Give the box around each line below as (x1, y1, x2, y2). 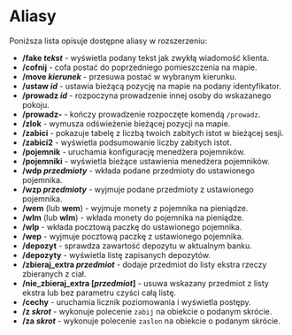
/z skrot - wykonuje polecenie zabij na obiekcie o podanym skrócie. (21, 306, 273, 316)
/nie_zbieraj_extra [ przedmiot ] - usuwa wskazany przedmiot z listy (21, 278, 270, 288)
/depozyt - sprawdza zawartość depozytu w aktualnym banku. (21, 240, 252, 251)
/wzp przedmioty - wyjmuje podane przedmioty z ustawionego (21, 184, 254, 194)
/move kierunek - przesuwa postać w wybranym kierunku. (21, 71, 237, 81)
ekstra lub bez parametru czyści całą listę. (21, 287, 177, 298)
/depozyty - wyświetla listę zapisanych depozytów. (21, 249, 211, 260)
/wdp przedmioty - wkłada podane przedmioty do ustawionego (21, 165, 255, 176)
